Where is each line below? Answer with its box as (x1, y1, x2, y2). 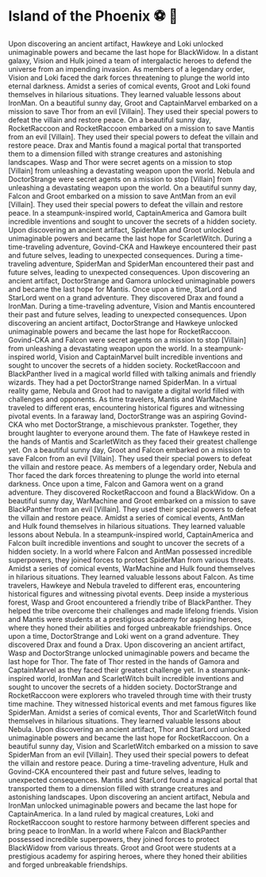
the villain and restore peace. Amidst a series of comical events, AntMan (8, 512, 245, 523)
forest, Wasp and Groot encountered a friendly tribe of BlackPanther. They (8, 597, 252, 607)
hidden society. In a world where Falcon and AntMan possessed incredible (8, 546, 253, 556)
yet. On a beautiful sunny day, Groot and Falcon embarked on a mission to (8, 444, 251, 455)
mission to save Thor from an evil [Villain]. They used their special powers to (8, 106, 258, 116)
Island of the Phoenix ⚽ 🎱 (8, 7, 179, 25)
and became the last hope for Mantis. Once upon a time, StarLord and (8, 284, 237, 294)
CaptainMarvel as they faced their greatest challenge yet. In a (8, 665, 210, 675)
